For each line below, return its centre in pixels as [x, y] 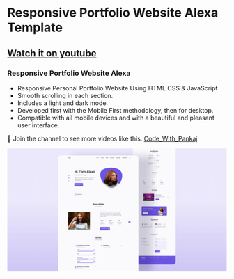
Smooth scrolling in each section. [65, 95]
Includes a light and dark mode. [63, 103]
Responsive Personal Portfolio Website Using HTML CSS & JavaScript [117, 88]
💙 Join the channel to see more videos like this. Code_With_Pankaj [102, 138]
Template [35, 27]
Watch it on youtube [52, 53]
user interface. [38, 125]
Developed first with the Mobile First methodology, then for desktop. [115, 110]
